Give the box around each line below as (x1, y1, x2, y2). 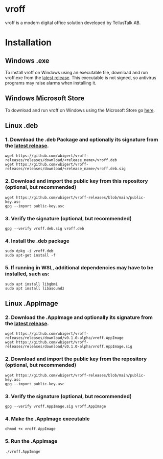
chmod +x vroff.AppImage (5, 427, 56, 431)
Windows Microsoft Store (5, 94, 85, 103)
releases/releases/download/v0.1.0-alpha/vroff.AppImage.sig (5, 344, 133, 349)
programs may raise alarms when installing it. (5, 80, 96, 86)
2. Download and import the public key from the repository (5, 355, 147, 362)
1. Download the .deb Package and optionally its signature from (5, 136, 158, 143)
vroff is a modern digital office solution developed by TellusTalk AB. (5, 20, 141, 26)
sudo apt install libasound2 (5, 286, 65, 291)
